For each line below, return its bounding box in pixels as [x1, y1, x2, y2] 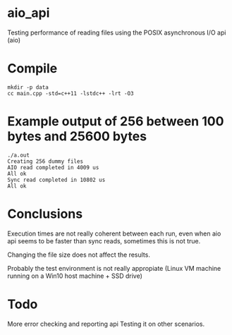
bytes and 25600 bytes [7, 128, 147, 145]
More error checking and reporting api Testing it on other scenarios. [7, 319, 205, 328]
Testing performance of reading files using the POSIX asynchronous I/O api [7, 28, 226, 37]
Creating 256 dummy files [7, 157, 83, 165]
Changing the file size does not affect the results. [7, 250, 150, 259]
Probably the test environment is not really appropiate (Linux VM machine [7, 264, 221, 272]
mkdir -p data [7, 83, 49, 91]
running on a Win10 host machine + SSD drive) [7, 272, 143, 280]
